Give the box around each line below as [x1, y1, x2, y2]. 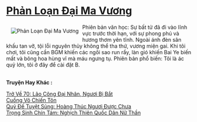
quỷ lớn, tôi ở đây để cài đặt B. [6, 61, 80, 68]
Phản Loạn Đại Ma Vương [6, 4, 133, 18]
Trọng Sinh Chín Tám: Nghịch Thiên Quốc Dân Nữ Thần [6, 109, 141, 116]
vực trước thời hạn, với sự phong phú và [82, 29, 179, 37]
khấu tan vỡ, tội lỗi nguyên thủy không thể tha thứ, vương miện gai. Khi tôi [6, 42, 186, 50]
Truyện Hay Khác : [6, 78, 53, 86]
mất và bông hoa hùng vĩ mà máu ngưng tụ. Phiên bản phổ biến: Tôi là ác [6, 55, 185, 62]
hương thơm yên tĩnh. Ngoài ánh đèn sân [82, 36, 182, 43]
